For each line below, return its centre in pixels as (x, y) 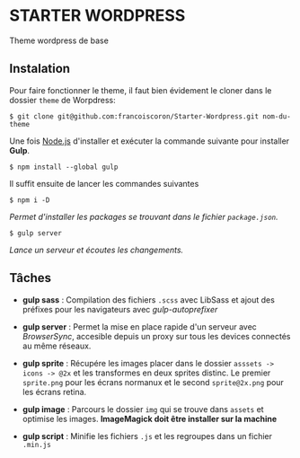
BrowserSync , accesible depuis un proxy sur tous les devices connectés (156, 336)
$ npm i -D (30, 200)
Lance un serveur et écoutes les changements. (97, 250)
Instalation (40, 69)
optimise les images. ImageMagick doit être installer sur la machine (150, 418)
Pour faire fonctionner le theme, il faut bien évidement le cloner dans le (141, 90)
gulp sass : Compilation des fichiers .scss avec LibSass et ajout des (149, 299)
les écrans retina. (54, 392)
